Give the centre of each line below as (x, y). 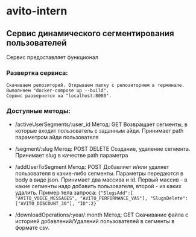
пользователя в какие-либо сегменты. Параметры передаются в (99, 173)
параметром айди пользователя (57, 137)
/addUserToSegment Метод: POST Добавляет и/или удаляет (92, 166)
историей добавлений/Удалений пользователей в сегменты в (95, 221)
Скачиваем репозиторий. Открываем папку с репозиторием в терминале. (96, 86)
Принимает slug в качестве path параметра (71, 155)
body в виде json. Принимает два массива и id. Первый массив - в (101, 180)
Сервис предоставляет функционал (52, 57)
